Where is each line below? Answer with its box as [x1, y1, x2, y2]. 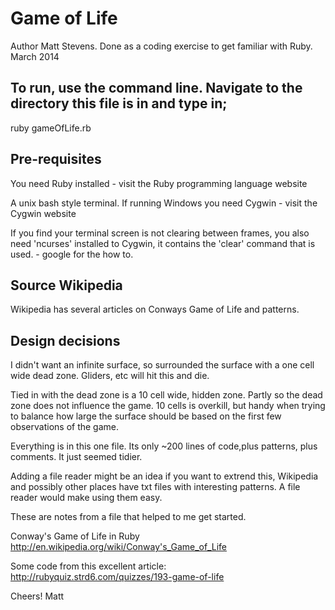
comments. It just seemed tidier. [10, 451, 143, 463]
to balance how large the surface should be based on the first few [10, 410, 282, 422]
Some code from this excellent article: [10, 560, 167, 572]
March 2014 [10, 50, 60, 62]
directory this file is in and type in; [10, 95, 228, 112]
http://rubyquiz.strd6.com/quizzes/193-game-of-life [10, 571, 225, 583]
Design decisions [10, 332, 121, 349]
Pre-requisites [10, 151, 102, 168]
